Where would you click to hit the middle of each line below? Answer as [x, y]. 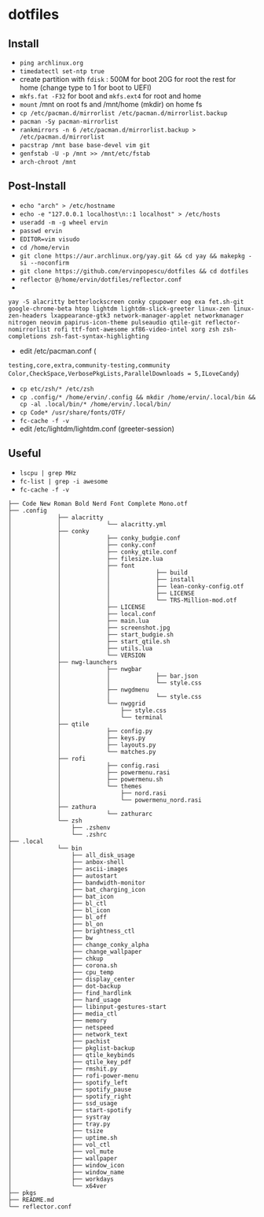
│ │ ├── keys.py [77, 738]
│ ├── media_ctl [63, 1014]
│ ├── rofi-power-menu [73, 1076]
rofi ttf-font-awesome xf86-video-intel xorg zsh [137, 329]
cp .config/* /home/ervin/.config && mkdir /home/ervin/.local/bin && [137, 397]
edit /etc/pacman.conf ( [58, 351]
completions [27, 336]
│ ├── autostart [63, 876]
